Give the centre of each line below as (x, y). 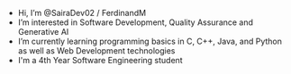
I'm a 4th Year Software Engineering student (100, 60)
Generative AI (43, 32)
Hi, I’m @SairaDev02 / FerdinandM (82, 13)
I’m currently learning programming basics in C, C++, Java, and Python (150, 41)
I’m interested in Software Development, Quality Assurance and (136, 22)
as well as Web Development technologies (96, 51)
